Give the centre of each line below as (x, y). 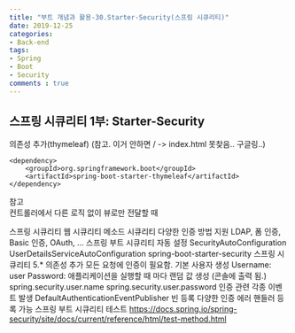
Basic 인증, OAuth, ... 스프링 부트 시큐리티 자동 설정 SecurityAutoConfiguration (148, 243)
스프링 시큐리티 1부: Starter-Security (107, 122)
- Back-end (29, 42)
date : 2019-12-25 (41, 26)
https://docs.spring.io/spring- (183, 309)
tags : (19, 50)
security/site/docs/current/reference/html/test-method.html (118, 319)
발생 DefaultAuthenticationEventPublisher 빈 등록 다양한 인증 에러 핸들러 (147, 298)
